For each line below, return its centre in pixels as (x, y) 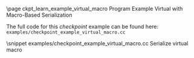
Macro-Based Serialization (39, 15)
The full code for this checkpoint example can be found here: (82, 27)
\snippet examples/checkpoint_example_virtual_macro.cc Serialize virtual (97, 43)
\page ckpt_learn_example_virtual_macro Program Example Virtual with (95, 9)
